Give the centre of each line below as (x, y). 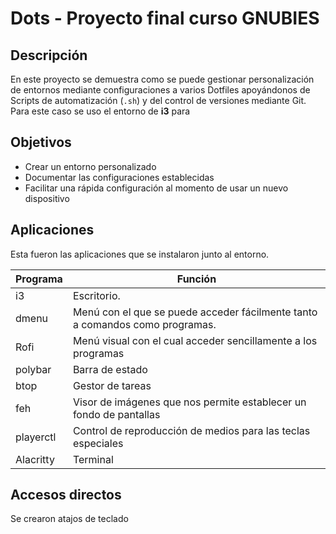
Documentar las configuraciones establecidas (119, 177)
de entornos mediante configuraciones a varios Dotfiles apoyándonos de (160, 90)
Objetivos (41, 142)
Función (196, 279)
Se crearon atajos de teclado (69, 519)
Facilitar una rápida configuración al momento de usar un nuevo (156, 188)
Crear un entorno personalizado (90, 166)
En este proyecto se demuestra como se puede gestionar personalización (162, 79)
